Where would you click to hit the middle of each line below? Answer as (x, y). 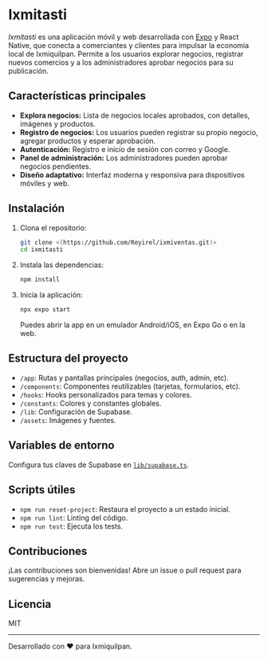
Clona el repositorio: (53, 228)
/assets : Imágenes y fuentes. (68, 420)
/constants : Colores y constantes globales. (91, 403)
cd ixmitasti (41, 250)
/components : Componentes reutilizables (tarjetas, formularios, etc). (130, 386)
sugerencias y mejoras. (47, 579)
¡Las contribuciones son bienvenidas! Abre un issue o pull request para (125, 570)
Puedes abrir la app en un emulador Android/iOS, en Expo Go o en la (132, 325)
